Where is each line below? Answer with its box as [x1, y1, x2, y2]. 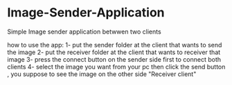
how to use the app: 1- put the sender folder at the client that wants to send [7, 40, 222, 49]
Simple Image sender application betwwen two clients [7, 27, 161, 36]
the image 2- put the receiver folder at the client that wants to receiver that [7, 48, 221, 56]
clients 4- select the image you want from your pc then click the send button [7, 62, 226, 71]
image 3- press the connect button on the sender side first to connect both [7, 55, 222, 63]
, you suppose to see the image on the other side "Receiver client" [7, 70, 197, 78]
